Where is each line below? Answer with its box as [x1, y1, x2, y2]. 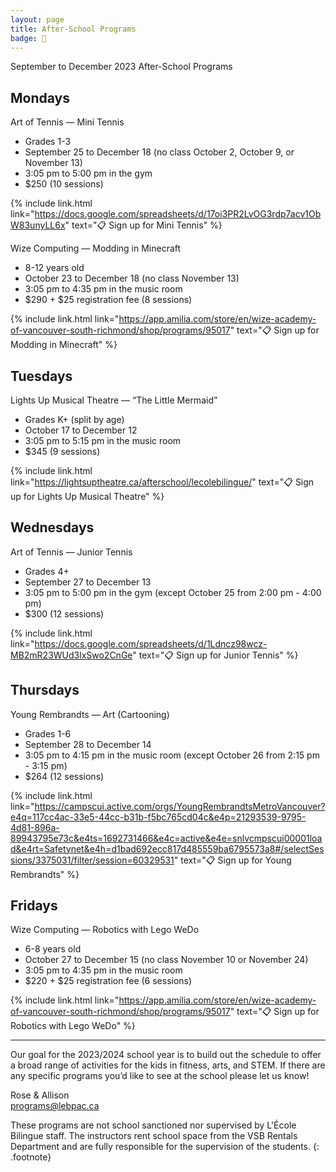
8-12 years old [24, 262, 85, 274]
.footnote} [10, 1151, 52, 1163]
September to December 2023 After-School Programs [10, 61, 233, 73]
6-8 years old [24, 943, 82, 955]
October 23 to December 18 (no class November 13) [24, 272, 240, 285]
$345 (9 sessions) [24, 446, 101, 457]
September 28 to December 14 [24, 738, 152, 750]
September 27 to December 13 [24, 576, 152, 588]
